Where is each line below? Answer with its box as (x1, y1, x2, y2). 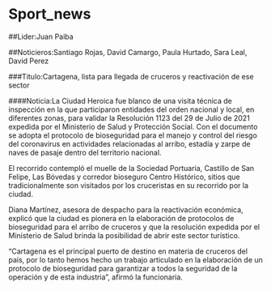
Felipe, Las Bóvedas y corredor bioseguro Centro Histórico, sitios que (8, 172, 240, 181)
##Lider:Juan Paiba (8, 32, 74, 41)
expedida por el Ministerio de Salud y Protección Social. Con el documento (8, 122, 258, 131)
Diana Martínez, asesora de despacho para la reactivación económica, (8, 204, 244, 215)
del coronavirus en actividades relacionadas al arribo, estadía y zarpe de (8, 139, 251, 148)
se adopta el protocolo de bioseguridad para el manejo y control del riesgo (8, 130, 257, 140)
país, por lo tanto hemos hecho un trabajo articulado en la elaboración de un (8, 254, 263, 264)
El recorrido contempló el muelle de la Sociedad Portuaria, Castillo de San (8, 163, 255, 173)
